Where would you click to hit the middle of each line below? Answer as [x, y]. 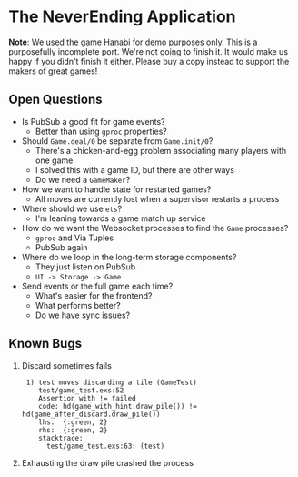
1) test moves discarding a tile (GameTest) [111, 382]
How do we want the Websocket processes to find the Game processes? [155, 228]
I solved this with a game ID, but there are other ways [135, 169]
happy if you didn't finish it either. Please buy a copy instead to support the [149, 61]
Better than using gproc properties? [101, 131]
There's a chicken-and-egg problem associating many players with [161, 150]
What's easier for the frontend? [94, 295]
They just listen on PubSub [85, 267]
